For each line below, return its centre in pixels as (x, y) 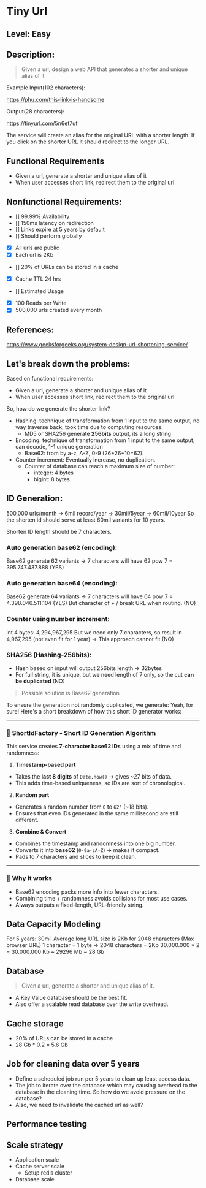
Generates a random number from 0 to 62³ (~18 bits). (82, 807)
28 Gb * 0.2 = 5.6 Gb (42, 1045)
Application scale (37, 1159)
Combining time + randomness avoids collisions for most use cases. (101, 898)
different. (27, 820)
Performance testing (47, 1124)
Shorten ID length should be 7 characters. (59, 531)
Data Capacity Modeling (54, 924)
